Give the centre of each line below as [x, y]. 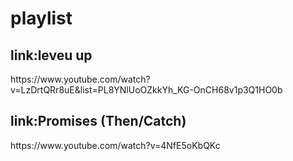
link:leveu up [51, 55]
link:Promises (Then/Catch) [98, 121]
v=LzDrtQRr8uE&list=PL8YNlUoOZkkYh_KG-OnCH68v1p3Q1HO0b [146, 90]
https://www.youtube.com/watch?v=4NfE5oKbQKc [115, 145]
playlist [41, 18]
